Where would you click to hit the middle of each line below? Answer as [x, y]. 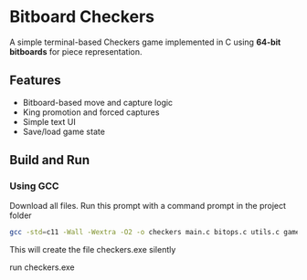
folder [21, 215]
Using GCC [34, 186]
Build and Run [49, 160]
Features [35, 81]
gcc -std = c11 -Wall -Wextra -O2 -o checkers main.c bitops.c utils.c [145, 233]
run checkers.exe [42, 267]
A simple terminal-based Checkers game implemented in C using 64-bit [145, 42]
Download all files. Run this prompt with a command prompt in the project [148, 206]
